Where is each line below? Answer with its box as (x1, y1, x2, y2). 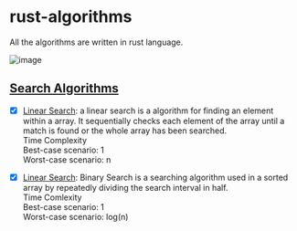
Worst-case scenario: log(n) (22, 211, 129, 222)
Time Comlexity (22, 192, 82, 203)
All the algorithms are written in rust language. (9, 37, 184, 47)
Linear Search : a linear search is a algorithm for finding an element (22, 105, 274, 116)
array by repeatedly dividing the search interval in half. (22, 182, 228, 193)
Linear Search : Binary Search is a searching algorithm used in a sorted (22, 172, 289, 183)
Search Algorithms (9, 80, 119, 97)
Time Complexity (22, 134, 88, 145)
